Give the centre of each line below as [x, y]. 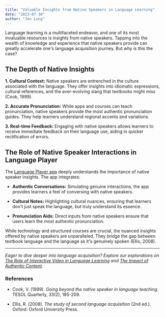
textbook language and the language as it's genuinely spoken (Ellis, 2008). [81, 241]
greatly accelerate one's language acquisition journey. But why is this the [79, 48]
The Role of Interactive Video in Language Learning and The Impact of [77, 261]
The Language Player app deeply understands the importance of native [77, 172]
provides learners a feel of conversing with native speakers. [73, 192]
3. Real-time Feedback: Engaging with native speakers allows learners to [79, 127]
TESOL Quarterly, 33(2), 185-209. [46, 295]
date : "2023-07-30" [25, 14]
